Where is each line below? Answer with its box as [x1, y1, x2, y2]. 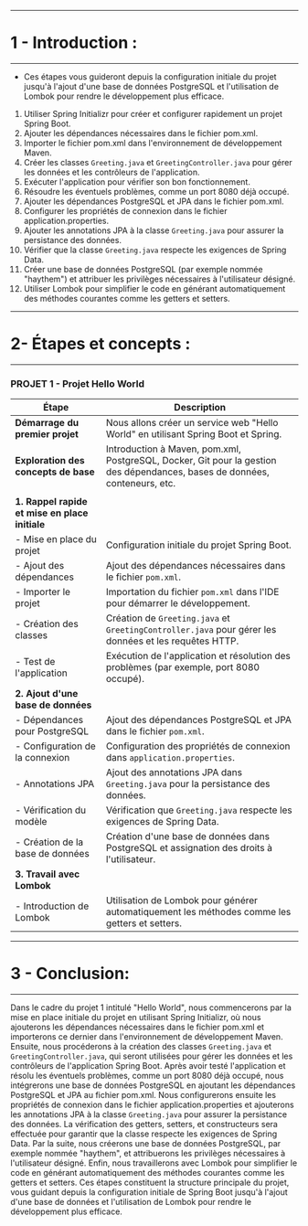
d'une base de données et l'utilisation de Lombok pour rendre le [10, 1197, 252, 1208]
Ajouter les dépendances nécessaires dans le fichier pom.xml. [23, 127, 259, 138]
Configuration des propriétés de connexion [105, 740, 291, 752]
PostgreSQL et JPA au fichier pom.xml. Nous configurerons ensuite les [10, 1090, 277, 1101]
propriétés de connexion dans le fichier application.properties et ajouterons [10, 1099, 295, 1111]
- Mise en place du [15, 533, 97, 546]
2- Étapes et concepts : [10, 334, 191, 355]
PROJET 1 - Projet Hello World [10, 377, 145, 389]
